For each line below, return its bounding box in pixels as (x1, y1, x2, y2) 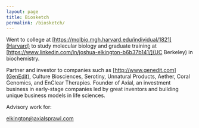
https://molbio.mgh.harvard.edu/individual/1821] (54, 36, 172, 43)
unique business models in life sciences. (6, 92, 105, 99)
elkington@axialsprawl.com (6, 115, 74, 122)
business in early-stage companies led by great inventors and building (6, 86, 179, 93)
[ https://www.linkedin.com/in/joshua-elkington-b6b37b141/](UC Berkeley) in (6, 49, 194, 56)
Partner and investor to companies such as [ (6, 67, 115, 74)
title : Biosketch (6, 14, 49, 20)
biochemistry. (6, 55, 40, 63)
